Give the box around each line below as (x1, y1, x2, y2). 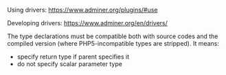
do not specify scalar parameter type (16, 60, 122, 67)
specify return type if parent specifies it (16, 52, 130, 61)
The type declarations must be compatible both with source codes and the (7, 32, 218, 40)
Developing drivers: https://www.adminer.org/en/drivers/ (7, 19, 168, 27)
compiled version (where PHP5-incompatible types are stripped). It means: (7, 40, 220, 47)
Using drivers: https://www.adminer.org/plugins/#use (7, 6, 158, 14)
